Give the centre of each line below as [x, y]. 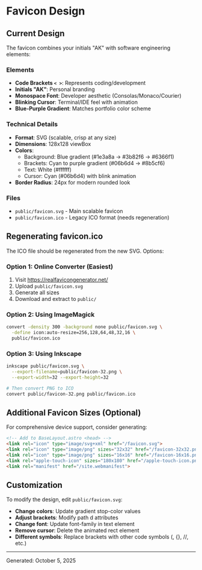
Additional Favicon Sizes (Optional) [74, 412]
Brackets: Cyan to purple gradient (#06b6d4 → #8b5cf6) [94, 163]
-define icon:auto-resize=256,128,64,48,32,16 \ [74, 333]
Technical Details [32, 124]
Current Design [35, 33]
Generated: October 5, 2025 [41, 561]
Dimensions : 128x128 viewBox [53, 144]
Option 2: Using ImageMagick [50, 314]
